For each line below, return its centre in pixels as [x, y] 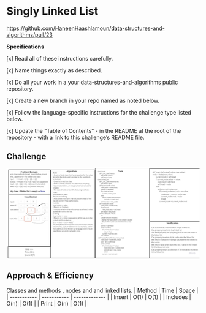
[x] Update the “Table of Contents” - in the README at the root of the [94, 130]
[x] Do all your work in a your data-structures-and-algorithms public [92, 82]
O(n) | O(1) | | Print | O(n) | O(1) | [47, 303]
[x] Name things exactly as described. [54, 70]
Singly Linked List [52, 11]
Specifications [25, 47]
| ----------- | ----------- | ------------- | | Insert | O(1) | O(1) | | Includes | [99, 297]
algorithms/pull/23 [30, 34]
